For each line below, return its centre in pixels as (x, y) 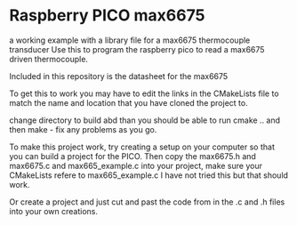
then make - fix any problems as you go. (83, 129)
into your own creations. (53, 211)
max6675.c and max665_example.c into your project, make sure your (136, 165)
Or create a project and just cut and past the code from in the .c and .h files (147, 202)
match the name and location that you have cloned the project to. (128, 102)
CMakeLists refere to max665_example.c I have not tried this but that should (149, 175)
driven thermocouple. (49, 59)
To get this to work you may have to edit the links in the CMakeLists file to (144, 93)
